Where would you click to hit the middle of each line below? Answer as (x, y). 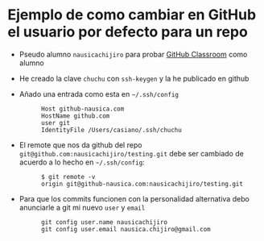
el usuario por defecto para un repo (128, 32)
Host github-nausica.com (82, 109)
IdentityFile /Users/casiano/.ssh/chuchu (111, 130)
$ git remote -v (68, 177)
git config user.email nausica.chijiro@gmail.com (126, 229)
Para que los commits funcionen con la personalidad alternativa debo (134, 198)
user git (56, 123)
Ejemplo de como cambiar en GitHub (132, 15)
